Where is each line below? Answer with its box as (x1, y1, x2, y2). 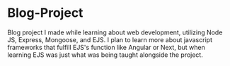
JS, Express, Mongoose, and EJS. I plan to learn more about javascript (7, 35, 212, 44)
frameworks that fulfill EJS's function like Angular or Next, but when (7, 43, 205, 51)
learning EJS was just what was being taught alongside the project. (7, 51, 203, 59)
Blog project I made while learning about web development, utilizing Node (7, 28, 223, 37)
